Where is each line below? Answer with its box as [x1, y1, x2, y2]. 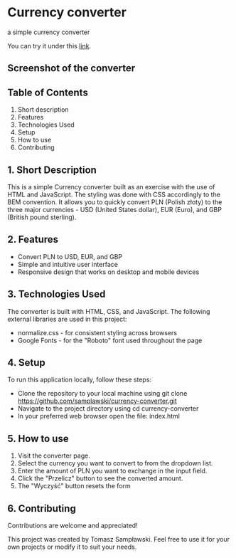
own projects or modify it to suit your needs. [7, 542, 137, 552]
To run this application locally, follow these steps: [7, 375, 151, 384]
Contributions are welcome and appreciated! [7, 521, 138, 530]
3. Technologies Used [7, 288, 106, 300]
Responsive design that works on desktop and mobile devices [17, 268, 200, 276]
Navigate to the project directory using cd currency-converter [17, 404, 199, 413]
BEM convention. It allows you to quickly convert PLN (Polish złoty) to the [7, 197, 222, 206]
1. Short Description [7, 164, 97, 176]
